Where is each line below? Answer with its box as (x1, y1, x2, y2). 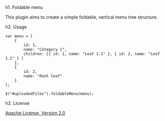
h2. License (5, 100, 30, 106)
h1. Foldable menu (5, 5, 43, 10)
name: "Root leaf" (23, 73, 62, 78)
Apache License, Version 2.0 (5, 110, 65, 116)
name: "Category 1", (23, 47, 67, 52)
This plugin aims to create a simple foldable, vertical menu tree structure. (5, 14, 158, 20)
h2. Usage (5, 24, 27, 30)
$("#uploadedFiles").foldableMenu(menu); (5, 91, 94, 96)
